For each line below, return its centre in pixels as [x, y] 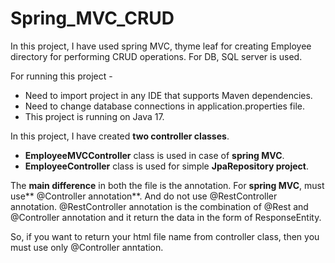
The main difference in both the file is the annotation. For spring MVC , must [167, 185]
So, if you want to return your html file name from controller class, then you [165, 236]
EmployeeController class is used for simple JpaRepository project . [166, 166]
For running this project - [61, 76]
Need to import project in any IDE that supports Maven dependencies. [168, 95]
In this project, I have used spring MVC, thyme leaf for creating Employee [161, 46]
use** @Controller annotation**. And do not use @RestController [144, 196]
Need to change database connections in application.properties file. [165, 106]
